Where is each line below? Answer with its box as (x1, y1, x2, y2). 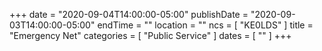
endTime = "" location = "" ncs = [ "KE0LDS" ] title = (97, 19, 314, 31)
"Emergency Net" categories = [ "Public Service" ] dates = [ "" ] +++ (9, 30, 292, 41)
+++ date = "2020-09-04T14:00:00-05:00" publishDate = (9, 9, 249, 20)
